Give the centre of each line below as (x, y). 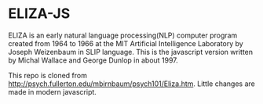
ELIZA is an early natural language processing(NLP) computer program (123, 35)
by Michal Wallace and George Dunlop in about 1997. (93, 60)
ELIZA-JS (39, 14)
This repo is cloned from (48, 75)
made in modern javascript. (52, 91)
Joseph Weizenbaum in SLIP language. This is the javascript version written (131, 52)
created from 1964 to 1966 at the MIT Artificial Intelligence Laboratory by (126, 43)
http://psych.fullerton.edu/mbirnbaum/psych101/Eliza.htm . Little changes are (131, 84)
